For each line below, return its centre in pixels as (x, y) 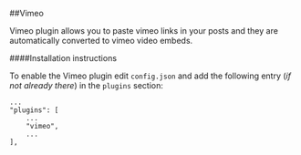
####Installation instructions (63, 58)
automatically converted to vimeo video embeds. (101, 41)
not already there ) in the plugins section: (87, 85)
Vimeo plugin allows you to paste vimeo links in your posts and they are (144, 31)
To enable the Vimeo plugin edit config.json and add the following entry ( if (150, 76)
